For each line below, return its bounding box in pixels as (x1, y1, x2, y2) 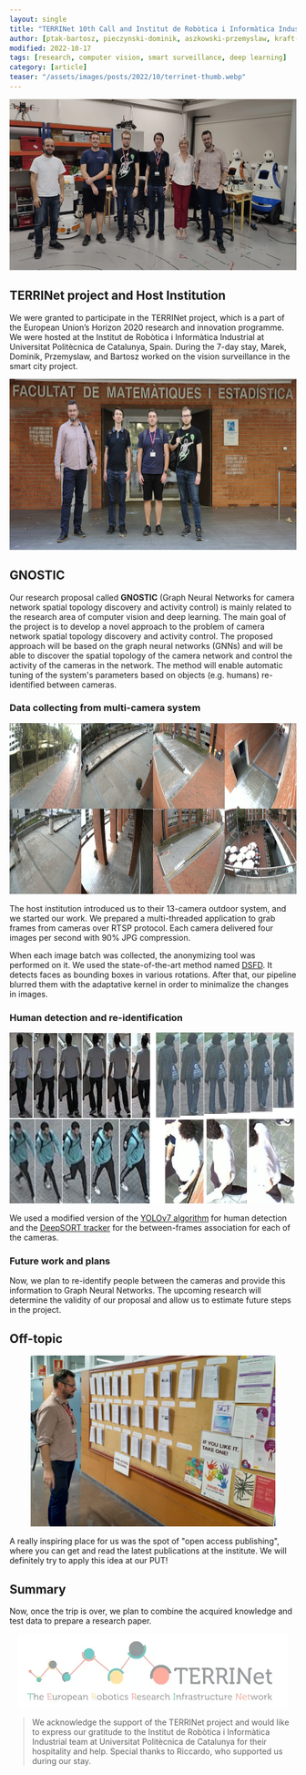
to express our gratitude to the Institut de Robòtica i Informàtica (31, 1727, 270, 1738)
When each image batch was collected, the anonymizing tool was (9, 949, 256, 961)
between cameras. (46, 679, 117, 690)
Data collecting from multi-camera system (9, 702, 201, 715)
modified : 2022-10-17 (9, 44, 92, 53)
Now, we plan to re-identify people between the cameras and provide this (9, 1275, 286, 1286)
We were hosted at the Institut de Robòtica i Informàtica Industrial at (9, 331, 265, 342)
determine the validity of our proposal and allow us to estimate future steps (9, 1295, 291, 1305)
